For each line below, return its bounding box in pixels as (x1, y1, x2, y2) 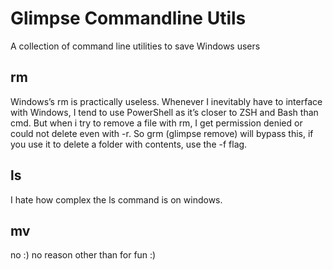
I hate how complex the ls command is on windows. (10, 193, 223, 206)
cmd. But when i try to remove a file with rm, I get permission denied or (10, 117, 303, 129)
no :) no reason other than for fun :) (10, 249, 157, 261)
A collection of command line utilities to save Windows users (10, 40, 261, 52)
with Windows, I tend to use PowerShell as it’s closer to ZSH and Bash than (10, 106, 319, 118)
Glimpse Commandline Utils (10, 7, 247, 30)
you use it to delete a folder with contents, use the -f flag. (10, 138, 248, 150)
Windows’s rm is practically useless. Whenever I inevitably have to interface (10, 95, 323, 107)
